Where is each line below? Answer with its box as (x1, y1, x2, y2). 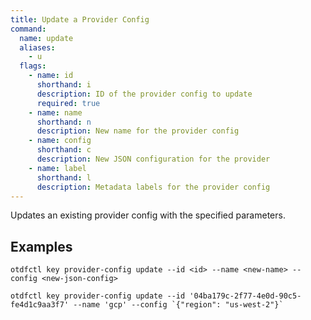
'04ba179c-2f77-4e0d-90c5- (189, 291, 302, 301)
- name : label (28, 163, 87, 173)
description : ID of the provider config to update (36, 89, 253, 99)
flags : (19, 61, 47, 71)
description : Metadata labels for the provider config (36, 182, 271, 192)
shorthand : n (36, 117, 92, 127)
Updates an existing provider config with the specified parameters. (10, 209, 286, 221)
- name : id (28, 71, 74, 81)
